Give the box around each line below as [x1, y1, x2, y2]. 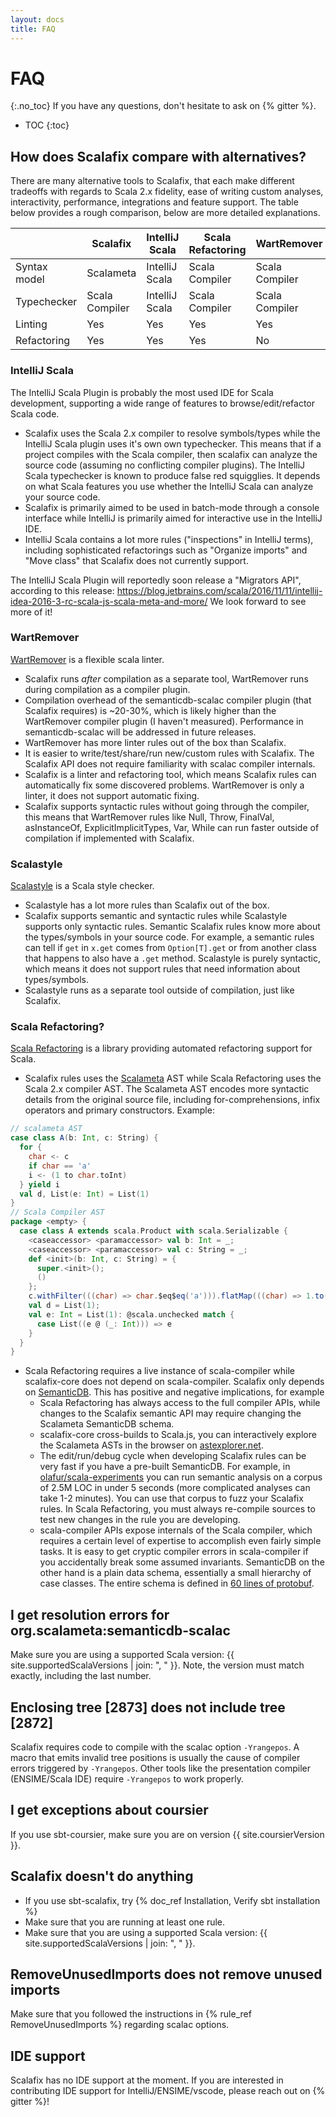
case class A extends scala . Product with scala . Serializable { [19, 1226, 288, 1236]
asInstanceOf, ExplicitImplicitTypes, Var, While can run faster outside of [24, 821, 320, 833]
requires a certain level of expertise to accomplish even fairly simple [39, 1535, 322, 1547]
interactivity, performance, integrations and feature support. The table [10, 196, 299, 208]
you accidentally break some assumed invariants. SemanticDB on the [39, 1556, 325, 1568]
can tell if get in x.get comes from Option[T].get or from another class [24, 942, 317, 954]
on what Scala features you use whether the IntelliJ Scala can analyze [24, 480, 314, 492]
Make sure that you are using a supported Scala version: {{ [24, 1926, 268, 1938]
